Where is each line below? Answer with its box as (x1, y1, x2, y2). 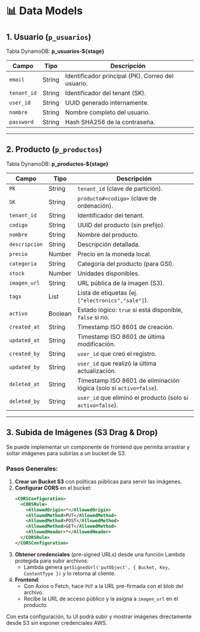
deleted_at (9, 381, 40, 387)
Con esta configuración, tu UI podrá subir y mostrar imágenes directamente (6, 613, 192, 620)
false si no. (77, 313, 110, 321)
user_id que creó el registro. (77, 349, 157, 358)
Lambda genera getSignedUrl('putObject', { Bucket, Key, (23, 563, 171, 571)
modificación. (77, 340, 116, 348)
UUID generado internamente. (65, 99, 149, 107)
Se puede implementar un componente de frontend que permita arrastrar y (6, 443, 190, 450)
